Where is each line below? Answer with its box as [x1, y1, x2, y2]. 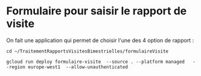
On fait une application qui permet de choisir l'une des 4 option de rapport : [6, 37, 194, 44]
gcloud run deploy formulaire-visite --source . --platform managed [6, 59, 185, 65]
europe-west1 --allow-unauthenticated [28, 64, 129, 70]
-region [6, 64, 26, 70]
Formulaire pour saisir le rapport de [6, 4, 187, 18]
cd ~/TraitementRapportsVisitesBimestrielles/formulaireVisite [6, 48, 169, 54]
